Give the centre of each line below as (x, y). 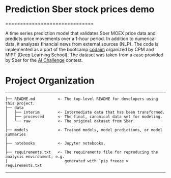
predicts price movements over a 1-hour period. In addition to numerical (81, 39)
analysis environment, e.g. (35, 156)
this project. (20, 103)
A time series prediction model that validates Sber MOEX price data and (81, 33)
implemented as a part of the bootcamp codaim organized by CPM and (80, 49)
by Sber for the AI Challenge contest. (44, 60)
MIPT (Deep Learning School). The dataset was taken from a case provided (84, 55)
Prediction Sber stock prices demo (80, 9)
